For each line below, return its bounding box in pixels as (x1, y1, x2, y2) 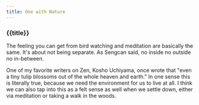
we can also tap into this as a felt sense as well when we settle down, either (6, 85, 194, 93)
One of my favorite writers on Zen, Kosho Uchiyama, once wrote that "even (6, 67, 192, 74)
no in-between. (6, 55, 44, 62)
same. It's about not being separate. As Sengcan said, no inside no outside (6, 49, 191, 56)
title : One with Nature (6, 8, 66, 15)
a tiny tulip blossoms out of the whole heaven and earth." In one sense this (6, 73, 191, 80)
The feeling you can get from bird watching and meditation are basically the (6, 42, 194, 49)
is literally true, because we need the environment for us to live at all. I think (6, 79, 193, 86)
